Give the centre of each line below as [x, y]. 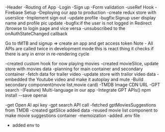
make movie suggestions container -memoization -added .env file [73, 116]
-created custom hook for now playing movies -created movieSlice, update [82, 64]
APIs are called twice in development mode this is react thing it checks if [80, 49]
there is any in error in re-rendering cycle [47, 54]
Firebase [14, 12]
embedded [16, 79]
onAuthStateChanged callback [37, 34]
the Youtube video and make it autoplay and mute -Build [86, 79]
